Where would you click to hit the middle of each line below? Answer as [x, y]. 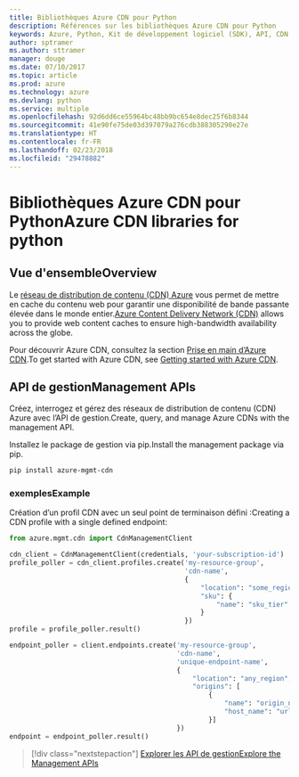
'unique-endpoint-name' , [222, 662]
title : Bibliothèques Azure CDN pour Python [93, 17]
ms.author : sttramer [48, 51]
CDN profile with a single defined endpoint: [88, 522]
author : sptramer [41, 42]
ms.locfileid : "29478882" [57, 158]
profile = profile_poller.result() [75, 629]
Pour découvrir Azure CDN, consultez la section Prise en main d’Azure [138, 349]
